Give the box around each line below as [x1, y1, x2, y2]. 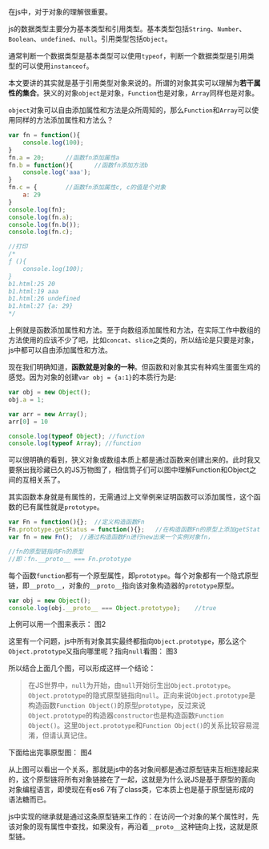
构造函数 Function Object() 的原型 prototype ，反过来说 [27, 701, 206, 710]
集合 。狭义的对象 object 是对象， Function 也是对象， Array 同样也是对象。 [22, 88, 259, 98]
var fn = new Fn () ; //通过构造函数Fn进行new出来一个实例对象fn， [8, 533, 214, 541]
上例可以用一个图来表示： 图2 [8, 620, 106, 629]
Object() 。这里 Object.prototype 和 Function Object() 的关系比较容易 [27, 721, 253, 730]
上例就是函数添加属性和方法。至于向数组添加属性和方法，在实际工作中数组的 [8, 325, 261, 334]
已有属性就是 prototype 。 [22, 502, 104, 511]
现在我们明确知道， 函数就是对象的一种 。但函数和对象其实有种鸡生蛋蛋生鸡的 [8, 362, 261, 371]
